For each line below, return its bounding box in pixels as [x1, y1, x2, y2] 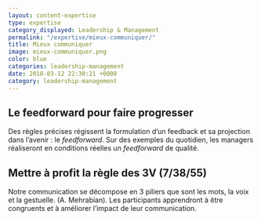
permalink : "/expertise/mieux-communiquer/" [8, 33, 156, 42]
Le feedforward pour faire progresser [8, 106, 194, 119]
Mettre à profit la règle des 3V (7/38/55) [8, 166, 208, 179]
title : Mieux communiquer [8, 41, 92, 49]
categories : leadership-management [8, 63, 125, 71]
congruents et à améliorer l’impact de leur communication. [8, 204, 198, 213]
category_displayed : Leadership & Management [8, 26, 159, 34]
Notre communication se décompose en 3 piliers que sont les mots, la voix [8, 187, 249, 197]
